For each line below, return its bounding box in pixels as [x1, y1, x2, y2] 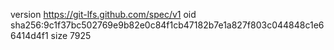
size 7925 [50, 30, 92, 41]
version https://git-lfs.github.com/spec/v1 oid [10, 9, 197, 20]
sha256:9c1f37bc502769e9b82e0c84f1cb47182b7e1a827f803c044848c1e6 [10, 19, 325, 31]
